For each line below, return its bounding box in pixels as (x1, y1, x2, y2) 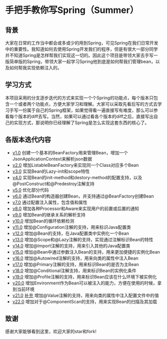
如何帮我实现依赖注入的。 (9, 65, 62, 70)
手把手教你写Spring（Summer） (5, 4, 139, 16)
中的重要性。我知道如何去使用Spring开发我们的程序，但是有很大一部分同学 (5, 46, 158, 52)
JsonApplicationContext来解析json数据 (12, 156, 92, 162)
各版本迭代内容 (5, 136, 51, 144)
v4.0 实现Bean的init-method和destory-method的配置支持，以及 (12, 174, 143, 180)
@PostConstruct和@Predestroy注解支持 (12, 181, 94, 187)
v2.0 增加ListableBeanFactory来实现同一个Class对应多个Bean (12, 162, 139, 168)
